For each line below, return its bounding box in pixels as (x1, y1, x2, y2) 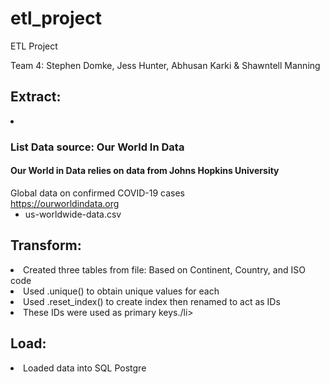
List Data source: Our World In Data (10, 140, 185, 154)
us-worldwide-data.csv (24, 208, 122, 220)
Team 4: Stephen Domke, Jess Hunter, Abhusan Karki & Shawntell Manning (10, 59, 321, 71)
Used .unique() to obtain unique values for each (23, 285, 220, 297)
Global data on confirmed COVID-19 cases (10, 187, 185, 199)
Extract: (10, 88, 62, 106)
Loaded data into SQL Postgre (23, 362, 147, 374)
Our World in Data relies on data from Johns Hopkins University (10, 165, 280, 177)
